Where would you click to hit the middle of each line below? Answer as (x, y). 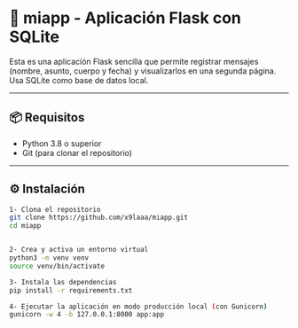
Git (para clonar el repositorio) (77, 152)
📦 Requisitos (47, 117)
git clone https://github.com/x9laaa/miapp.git (99, 218)
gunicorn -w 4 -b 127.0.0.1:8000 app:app (87, 315)
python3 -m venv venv (49, 258)
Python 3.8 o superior (62, 143)
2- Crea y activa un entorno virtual (79, 250)
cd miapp (25, 226)
